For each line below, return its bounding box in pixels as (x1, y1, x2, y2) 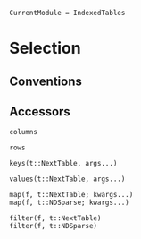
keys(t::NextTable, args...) (9, 159, 118, 168)
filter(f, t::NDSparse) (9, 222, 98, 231)
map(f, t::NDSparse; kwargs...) (9, 198, 129, 208)
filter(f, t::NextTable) (9, 214, 102, 223)
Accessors (9, 104, 71, 119)
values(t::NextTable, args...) (9, 175, 126, 184)
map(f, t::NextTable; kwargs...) (9, 191, 134, 200)
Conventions (9, 73, 83, 89)
